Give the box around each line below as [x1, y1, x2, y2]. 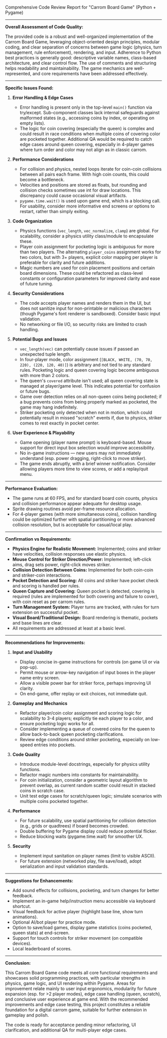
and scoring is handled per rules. [12, 583, 81, 589]
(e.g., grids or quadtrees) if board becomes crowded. [19, 823, 129, 829]
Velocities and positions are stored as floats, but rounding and [19, 182, 147, 188]
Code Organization [12, 218, 53, 224]
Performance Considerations [12, 157, 74, 162]
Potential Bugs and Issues [12, 336, 68, 342]
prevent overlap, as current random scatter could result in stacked [19, 783, 156, 788]
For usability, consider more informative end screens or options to [19, 203, 155, 209]
